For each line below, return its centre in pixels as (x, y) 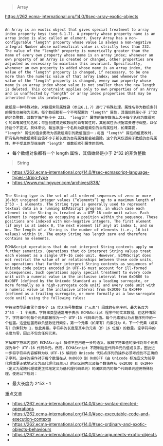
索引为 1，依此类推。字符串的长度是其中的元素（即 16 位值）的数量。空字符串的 (86, 328)
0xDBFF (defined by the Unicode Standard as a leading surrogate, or (77, 281)
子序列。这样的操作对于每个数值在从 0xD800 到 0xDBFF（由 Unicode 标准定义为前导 (80, 358)
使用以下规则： (25, 374)
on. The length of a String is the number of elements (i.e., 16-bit (77, 230)
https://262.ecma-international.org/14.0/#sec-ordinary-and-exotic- (79, 424)
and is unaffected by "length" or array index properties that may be (78, 93)
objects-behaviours (32, 429)
